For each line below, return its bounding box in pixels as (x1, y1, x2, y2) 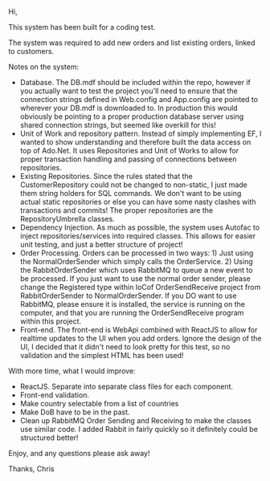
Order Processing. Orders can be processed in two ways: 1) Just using (19, 248, 254, 258)
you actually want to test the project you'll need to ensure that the (19, 86, 239, 96)
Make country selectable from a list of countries (19, 399, 179, 408)
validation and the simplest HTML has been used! (19, 351, 184, 360)
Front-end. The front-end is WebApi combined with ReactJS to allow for (19, 325, 258, 334)
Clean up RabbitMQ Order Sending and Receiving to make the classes (19, 416, 252, 425)
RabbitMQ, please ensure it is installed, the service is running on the (19, 300, 245, 308)
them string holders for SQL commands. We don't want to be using (19, 189, 242, 198)
